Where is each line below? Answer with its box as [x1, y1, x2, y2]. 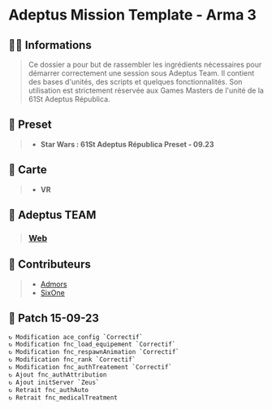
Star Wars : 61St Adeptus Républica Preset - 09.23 [40, 139, 214, 149]
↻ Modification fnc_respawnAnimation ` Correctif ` [8, 348, 180, 356]
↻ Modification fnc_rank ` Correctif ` [8, 355, 136, 364]
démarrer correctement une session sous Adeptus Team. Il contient [28, 68, 255, 78]
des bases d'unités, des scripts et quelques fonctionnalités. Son [28, 77, 243, 86]
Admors [40, 279, 67, 289]
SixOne [40, 287, 65, 298]
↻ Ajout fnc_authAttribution [8, 370, 107, 379]
